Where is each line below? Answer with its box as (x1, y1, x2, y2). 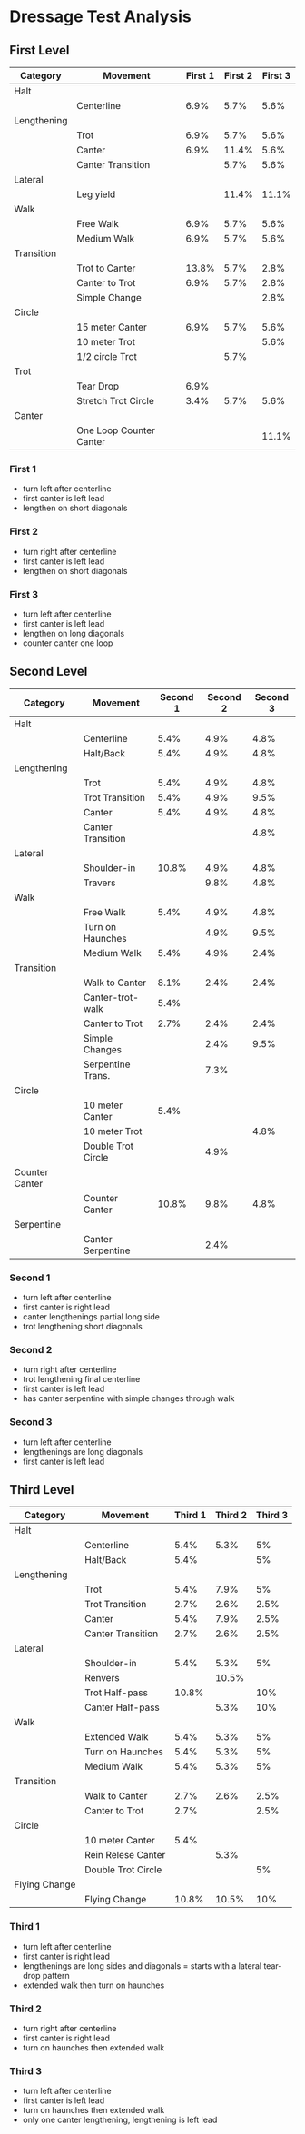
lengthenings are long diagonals (22, 1446, 143, 1457)
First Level (9, 43, 70, 58)
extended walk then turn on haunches (22, 1980, 165, 1991)
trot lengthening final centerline (22, 1374, 141, 1385)
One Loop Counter (76, 424, 156, 437)
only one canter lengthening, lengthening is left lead (22, 2114, 218, 2126)
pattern (42, 1970, 70, 1981)
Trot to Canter (76, 262, 136, 274)
